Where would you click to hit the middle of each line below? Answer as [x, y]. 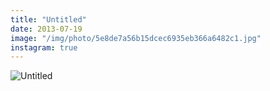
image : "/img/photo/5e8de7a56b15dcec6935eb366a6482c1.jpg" [136, 38]
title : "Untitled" [48, 19]
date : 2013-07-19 [46, 29]
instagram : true [44, 47]
